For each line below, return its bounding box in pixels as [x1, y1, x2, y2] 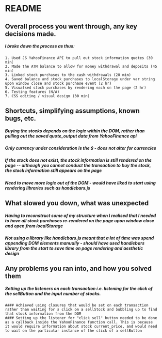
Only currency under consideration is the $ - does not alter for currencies [5, 145, 157, 151]
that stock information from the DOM [5, 311, 81, 316]
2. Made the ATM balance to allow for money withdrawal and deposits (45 [5, 64, 158, 69]
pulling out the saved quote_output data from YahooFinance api [5, 133, 137, 138]
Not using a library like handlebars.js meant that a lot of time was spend [5, 235, 154, 241]
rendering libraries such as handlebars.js [5, 185, 91, 191]
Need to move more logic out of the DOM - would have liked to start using [5, 180, 156, 185]
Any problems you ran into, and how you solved [5, 264, 152, 273]
